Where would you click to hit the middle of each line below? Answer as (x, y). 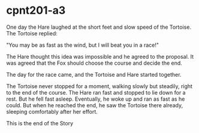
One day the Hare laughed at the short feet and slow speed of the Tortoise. (99, 27)
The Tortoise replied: (32, 33)
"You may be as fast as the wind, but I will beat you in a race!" (83, 45)
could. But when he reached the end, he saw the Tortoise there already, (95, 105)
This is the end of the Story (40, 123)
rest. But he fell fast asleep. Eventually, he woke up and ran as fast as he (96, 99)
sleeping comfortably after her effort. (52, 111)
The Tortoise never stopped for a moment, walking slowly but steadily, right (99, 86)
